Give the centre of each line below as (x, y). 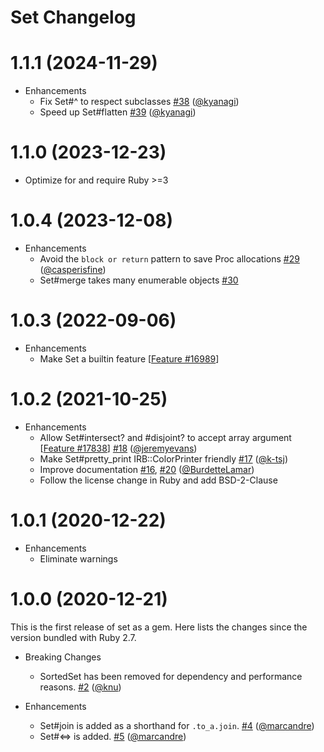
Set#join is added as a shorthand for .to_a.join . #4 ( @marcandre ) (177, 725)
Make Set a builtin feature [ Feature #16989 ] (129, 358)
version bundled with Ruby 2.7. (73, 637)
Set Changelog (73, 17)
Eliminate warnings (78, 558)
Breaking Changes (63, 657)
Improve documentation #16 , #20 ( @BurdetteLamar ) (147, 469)
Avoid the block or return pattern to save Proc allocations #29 (169, 259)
